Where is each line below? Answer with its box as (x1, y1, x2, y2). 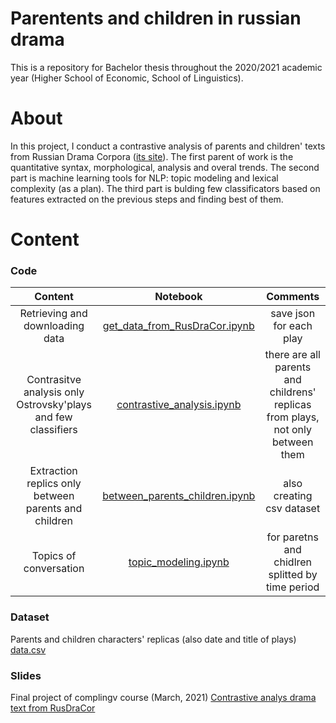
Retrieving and (19, 307, 88, 321)
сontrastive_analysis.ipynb (116, 398, 242, 412)
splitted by (268, 568, 318, 582)
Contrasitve (26, 373, 82, 387)
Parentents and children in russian (10, 7, 302, 30)
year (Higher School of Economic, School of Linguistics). (10, 72, 244, 84)
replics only (26, 477, 82, 491)
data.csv (10, 643, 47, 656)
